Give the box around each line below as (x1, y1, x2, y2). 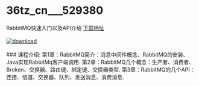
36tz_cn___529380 (6, 4, 104, 17)
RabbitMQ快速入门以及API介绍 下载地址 (6, 24, 104, 31)
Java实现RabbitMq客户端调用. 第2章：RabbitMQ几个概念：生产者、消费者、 (6, 58, 195, 66)
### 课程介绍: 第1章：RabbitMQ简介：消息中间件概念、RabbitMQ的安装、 (6, 51, 189, 58)
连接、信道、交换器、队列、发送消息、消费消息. (6, 73, 125, 81)
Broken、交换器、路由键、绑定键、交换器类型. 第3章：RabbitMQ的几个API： (6, 66, 195, 73)
